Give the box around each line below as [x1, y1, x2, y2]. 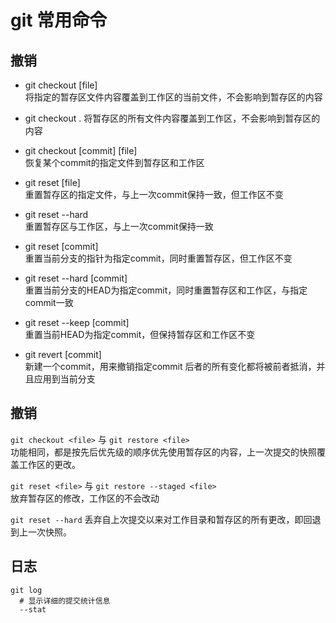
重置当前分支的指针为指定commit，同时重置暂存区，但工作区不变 [24, 252, 293, 264]
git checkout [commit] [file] [24, 145, 138, 156]
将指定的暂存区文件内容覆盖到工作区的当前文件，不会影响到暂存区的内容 [24, 91, 323, 103]
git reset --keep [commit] [24, 317, 130, 328]
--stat [19, 604, 47, 615]
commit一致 [24, 297, 74, 308]
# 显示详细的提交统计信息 [19, 596, 111, 606]
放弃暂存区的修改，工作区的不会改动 [10, 492, 160, 504]
